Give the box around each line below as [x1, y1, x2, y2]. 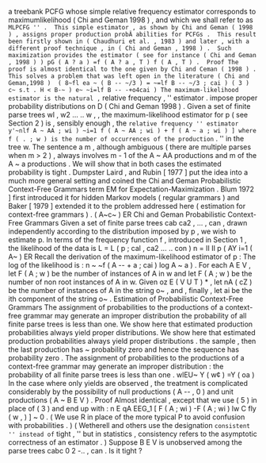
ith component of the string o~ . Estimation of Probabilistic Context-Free [8, 294, 244, 303]
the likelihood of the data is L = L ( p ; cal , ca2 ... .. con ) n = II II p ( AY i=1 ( [8, 244, 253, 253]
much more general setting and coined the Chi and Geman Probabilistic [8, 176, 241, 185]
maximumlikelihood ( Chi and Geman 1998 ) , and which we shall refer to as [8, 15, 253, 25]
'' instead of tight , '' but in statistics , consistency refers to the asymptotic [8, 429, 257, 438]
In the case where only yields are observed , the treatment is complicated [8, 379, 248, 388]
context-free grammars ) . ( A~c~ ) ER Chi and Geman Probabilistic [8, 210, 226, 219]
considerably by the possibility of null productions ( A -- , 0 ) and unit [8, 387, 234, 396]
